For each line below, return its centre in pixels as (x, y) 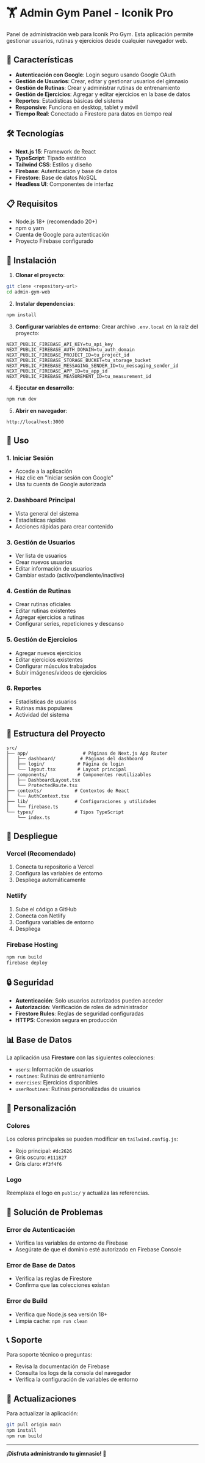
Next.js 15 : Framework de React (56, 151)
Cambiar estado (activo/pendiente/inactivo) (70, 575)
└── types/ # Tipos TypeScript (65, 812)
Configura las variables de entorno (59, 873)
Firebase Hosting (32, 944)
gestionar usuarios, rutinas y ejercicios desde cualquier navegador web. (97, 40)
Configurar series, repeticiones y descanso (69, 624)
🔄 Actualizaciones (41, 1398)
